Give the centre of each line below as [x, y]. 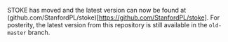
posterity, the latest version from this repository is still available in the [107, 25]
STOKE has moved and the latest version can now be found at [97, 10]
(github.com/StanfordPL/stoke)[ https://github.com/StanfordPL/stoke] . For [114, 17]
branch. [39, 32]
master [17, 33]
